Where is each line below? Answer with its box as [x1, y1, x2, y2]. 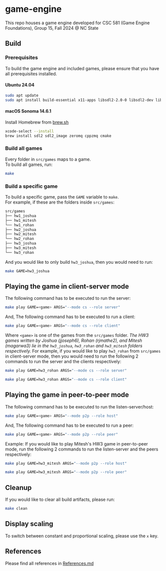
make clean [5, 506, 28, 511]
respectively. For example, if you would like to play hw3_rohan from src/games [5, 348, 161, 354]
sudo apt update [5, 93, 39, 98]
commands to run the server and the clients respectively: [5, 359, 122, 365]
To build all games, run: [5, 162, 53, 167]
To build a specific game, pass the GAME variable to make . [5, 194, 119, 200]
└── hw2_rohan [5, 236, 35, 242]
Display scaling [5, 520, 53, 528]
